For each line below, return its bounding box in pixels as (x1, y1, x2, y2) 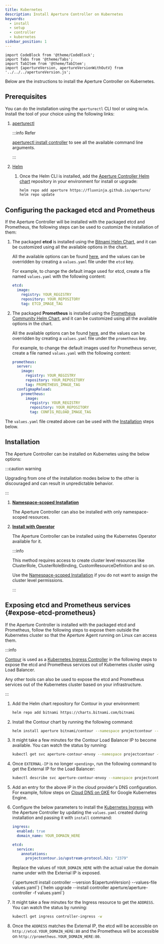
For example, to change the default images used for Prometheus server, (12, 344, 157, 351)
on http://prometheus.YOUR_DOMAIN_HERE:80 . (12, 933, 101, 940)
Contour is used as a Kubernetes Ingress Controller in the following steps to (5, 656, 157, 662)
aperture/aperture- (110, 885, 148, 891)
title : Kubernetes (5, 7, 42, 12)
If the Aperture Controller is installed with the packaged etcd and (5, 622, 136, 628)
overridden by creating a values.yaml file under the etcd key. (12, 259, 134, 265)
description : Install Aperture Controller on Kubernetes (5, 12, 123, 17)
